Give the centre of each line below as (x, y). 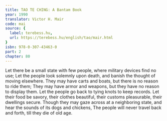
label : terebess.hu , (31, 33)
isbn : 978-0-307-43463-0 (31, 47)
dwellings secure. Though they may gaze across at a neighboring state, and (83, 102)
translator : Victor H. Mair (35, 19)
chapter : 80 (18, 56)
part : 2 (13, 51)
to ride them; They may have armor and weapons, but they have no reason (82, 86)
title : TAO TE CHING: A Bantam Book (43, 10)
